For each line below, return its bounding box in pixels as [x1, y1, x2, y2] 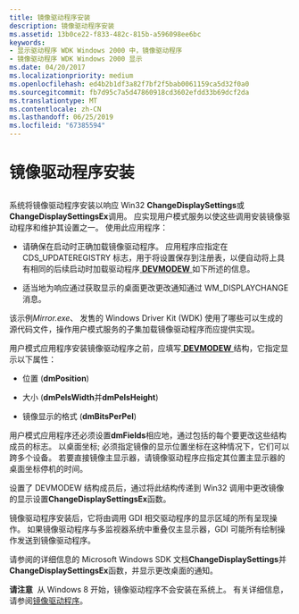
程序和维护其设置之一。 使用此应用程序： [16, 222, 168, 232]
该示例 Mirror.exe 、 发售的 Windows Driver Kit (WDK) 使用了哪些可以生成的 [9, 312, 284, 323]
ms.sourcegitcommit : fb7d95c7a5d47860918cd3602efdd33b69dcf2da [9, 88, 250, 97]
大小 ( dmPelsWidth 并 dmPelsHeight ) [21, 391, 159, 402]
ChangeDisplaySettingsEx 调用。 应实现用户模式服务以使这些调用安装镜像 [9, 211, 283, 222]
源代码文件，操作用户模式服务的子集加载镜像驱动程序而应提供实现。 [9, 324, 260, 334]
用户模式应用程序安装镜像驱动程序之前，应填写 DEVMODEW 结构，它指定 [9, 342, 281, 353]
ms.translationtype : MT [9, 96, 98, 105]
